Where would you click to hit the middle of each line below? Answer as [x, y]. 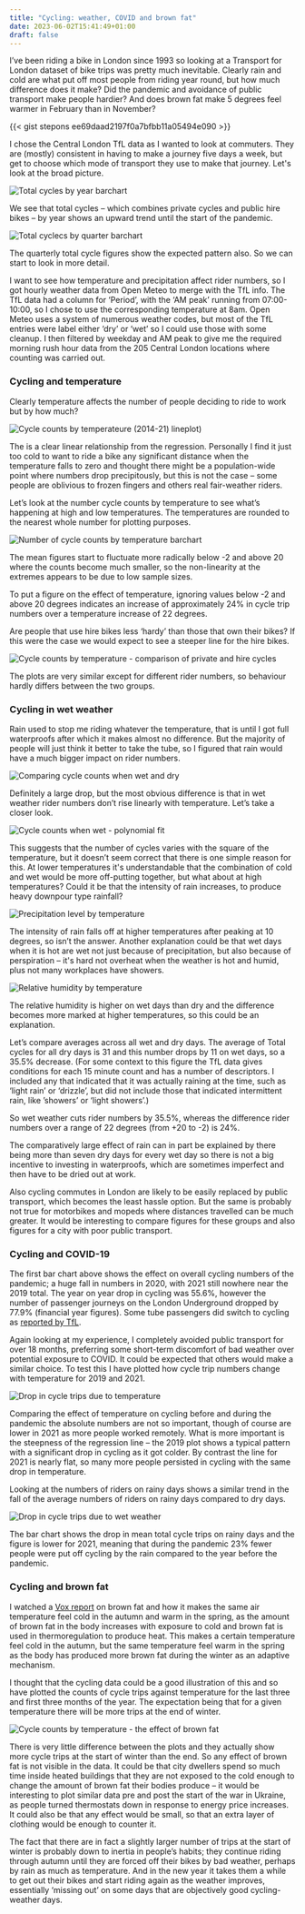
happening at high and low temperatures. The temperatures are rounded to [150, 512]
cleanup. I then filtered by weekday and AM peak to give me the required [146, 338]
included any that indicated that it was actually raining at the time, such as [148, 1081]
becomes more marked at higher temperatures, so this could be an [134, 1014]
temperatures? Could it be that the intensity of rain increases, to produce [145, 886]
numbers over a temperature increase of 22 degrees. [108, 613]
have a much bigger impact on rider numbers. [95, 758]
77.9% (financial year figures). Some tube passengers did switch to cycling [149, 1313]
